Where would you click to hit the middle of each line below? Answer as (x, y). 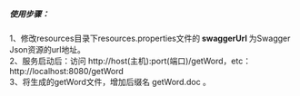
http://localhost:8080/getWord (67, 71)
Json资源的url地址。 (48, 49)
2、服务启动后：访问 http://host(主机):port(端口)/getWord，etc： (130, 61)
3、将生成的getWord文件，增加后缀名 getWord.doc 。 (110, 82)
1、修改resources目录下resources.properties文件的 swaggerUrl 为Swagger (150, 38)
